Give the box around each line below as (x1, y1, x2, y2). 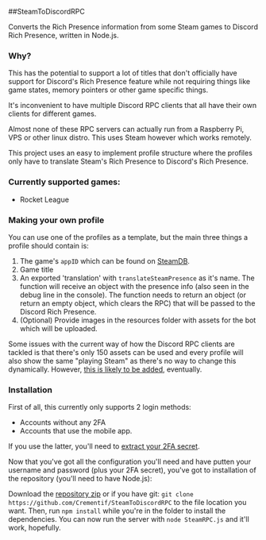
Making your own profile (8, 214, 105, 226)
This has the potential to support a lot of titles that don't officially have (8, 68, 237, 78)
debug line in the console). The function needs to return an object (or (19, 290, 247, 299)
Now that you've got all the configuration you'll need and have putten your (8, 457, 252, 467)
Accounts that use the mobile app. (19, 426, 133, 436)
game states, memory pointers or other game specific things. (8, 85, 209, 94)
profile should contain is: (8, 241, 89, 250)
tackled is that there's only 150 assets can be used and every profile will (8, 347, 244, 357)
